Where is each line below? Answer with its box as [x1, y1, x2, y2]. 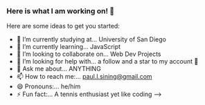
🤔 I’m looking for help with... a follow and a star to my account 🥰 [16, 57, 199, 66]
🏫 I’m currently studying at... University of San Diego [16, 35, 167, 44]
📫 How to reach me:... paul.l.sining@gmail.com [16, 73, 153, 81]
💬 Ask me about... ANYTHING [16, 65, 101, 73]
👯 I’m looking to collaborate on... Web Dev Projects [16, 50, 161, 58]
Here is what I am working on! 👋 [6, 6, 115, 16]
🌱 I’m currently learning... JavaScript [16, 43, 121, 51]
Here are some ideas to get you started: [6, 22, 121, 30]
